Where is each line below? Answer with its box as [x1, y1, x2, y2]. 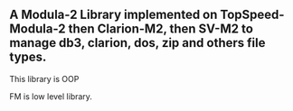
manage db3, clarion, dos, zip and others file [9, 35, 266, 51]
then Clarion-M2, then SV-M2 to [68, 22, 253, 37]
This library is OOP [9, 73, 80, 84]
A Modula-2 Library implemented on [9, 7, 218, 23]
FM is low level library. [9, 90, 93, 102]
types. [9, 50, 47, 65]
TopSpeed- [220, 7, 285, 23]
